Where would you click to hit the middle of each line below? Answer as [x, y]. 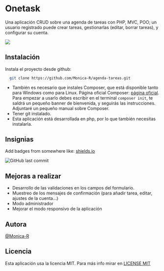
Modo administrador [33, 204]
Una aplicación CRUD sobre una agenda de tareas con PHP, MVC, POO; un [81, 22]
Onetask [23, 9]
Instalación [23, 57]
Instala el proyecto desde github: [38, 69]
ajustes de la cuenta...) [35, 198]
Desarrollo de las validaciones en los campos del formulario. [73, 188]
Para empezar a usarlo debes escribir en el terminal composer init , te [82, 98]
